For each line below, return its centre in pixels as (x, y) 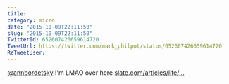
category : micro (31, 20)
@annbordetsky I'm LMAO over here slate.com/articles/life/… (96, 72)
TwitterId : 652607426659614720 (53, 40)
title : (17, 14)
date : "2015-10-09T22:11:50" (50, 27)
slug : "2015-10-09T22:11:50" (50, 33)
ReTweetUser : (26, 53)
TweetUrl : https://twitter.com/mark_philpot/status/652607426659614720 (114, 46)
